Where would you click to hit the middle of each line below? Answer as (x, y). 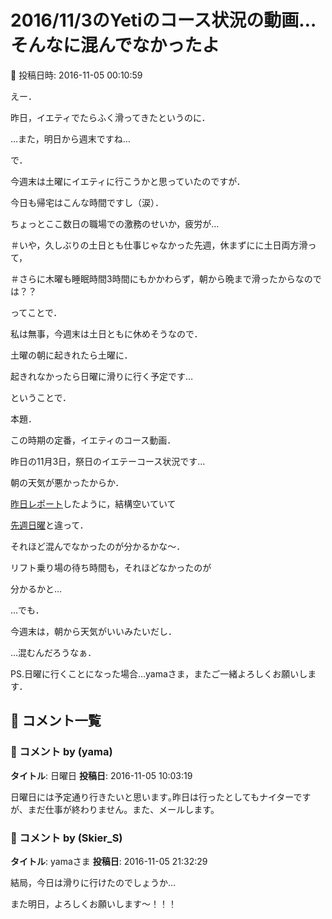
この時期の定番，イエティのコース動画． (93, 440)
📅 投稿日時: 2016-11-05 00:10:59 (76, 75)
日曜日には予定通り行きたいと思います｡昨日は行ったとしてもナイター (152, 797)
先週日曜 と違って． (49, 525)
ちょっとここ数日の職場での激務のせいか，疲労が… (115, 223)
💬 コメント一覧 (56, 721)
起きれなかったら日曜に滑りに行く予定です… (102, 376)
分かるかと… (36, 588)
